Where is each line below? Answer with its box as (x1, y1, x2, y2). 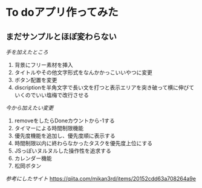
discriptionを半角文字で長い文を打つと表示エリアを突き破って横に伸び (14, 84, 189, 91)
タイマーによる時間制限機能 (14, 125, 84, 131)
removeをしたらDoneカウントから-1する (14, 117, 116, 124)
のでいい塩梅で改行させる (25, 92, 89, 98)
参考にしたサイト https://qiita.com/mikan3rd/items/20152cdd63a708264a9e (5, 175, 196, 182)
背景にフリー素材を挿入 (14, 61, 73, 68)
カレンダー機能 (14, 155, 52, 161)
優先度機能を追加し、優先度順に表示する (14, 132, 116, 139)
